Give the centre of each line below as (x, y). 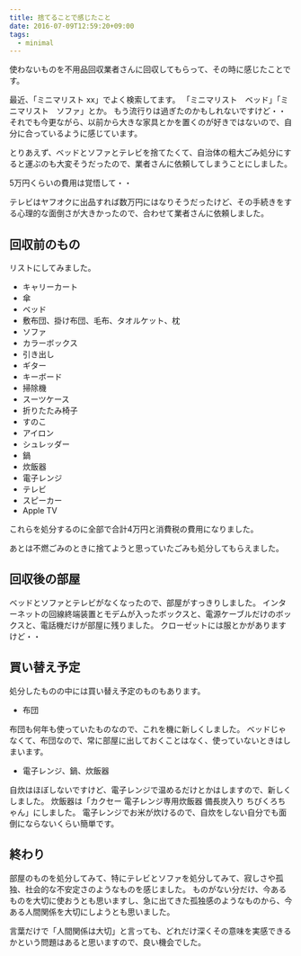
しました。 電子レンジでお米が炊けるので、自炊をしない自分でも (159, 812)
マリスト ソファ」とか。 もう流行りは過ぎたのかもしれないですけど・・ (151, 111)
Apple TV (40, 511)
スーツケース (46, 399)
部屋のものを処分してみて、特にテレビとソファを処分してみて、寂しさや (142, 878)
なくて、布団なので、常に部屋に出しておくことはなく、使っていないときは (146, 740)
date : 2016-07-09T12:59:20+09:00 (72, 26)
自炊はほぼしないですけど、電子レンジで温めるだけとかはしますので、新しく (150, 790)
